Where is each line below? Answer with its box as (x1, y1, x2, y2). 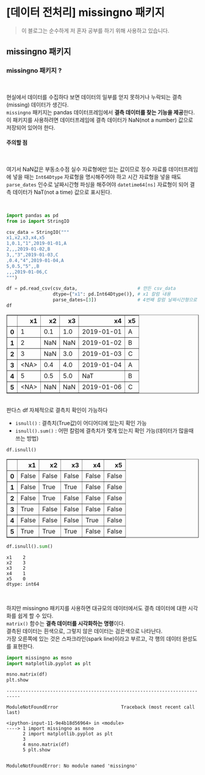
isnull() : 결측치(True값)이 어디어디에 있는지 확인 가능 (15, 419, 147, 426)
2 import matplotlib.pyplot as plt (22, 731, 113, 737)
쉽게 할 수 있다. (17, 612, 54, 619)
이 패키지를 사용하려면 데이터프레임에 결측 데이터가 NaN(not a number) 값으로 (6, 116, 193, 123)
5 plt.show (22, 747, 51, 753)
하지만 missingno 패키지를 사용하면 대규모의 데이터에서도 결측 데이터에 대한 (6, 604, 187, 611)
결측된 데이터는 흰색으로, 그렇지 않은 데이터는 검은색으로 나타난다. (6, 627, 163, 635)
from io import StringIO (6, 218, 70, 224)
